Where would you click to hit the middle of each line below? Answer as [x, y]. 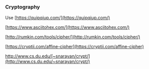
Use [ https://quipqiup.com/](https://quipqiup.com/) [58, 18]
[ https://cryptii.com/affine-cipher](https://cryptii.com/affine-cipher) [74, 47]
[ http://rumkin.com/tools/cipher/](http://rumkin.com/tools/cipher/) [73, 37]
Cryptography [23, 7]
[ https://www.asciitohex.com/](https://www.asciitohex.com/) [67, 27]
